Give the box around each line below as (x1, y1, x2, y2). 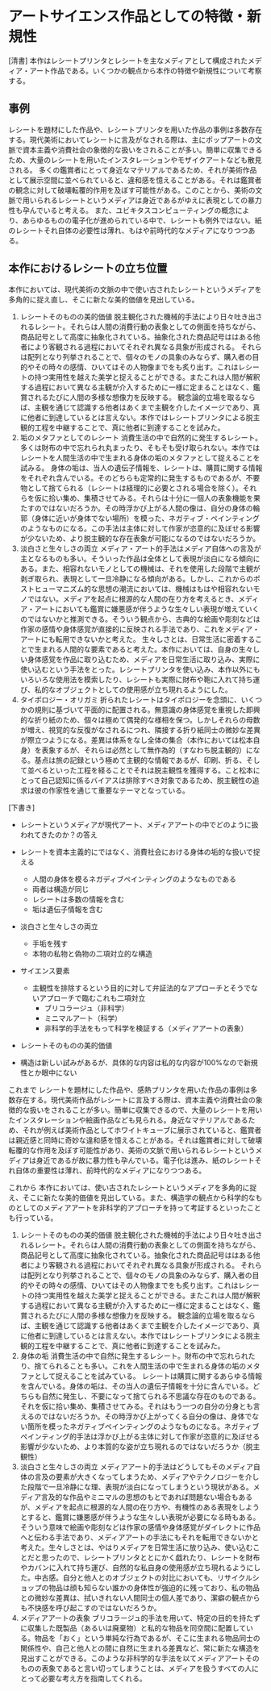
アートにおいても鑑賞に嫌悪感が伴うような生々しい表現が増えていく (34, 604, 260, 614)
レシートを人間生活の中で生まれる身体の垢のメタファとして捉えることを (19, 452, 261, 462)
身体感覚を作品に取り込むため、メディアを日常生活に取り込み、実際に (27, 654, 261, 664)
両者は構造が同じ (31, 884, 90, 893)
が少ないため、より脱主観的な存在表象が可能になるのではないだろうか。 (19, 533, 261, 543)
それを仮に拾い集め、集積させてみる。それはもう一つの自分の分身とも (19, 1401, 254, 1411)
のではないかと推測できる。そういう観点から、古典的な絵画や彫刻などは (19, 614, 261, 623)
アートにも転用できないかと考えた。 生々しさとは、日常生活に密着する (19, 634, 256, 643)
